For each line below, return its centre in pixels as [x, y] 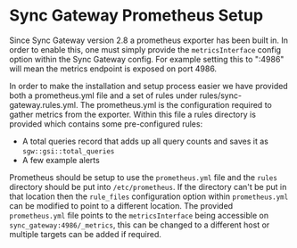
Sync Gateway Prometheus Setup [136, 16]
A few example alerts [61, 160]
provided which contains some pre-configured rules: [106, 124]
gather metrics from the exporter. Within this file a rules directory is [133, 114]
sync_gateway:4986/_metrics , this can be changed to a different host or [140, 225]
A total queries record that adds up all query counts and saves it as [145, 141]
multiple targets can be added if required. [86, 234]
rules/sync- [221, 95]
